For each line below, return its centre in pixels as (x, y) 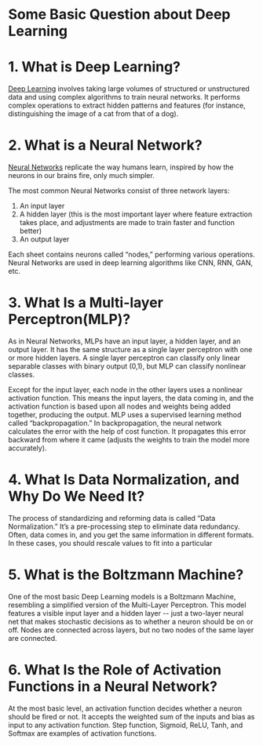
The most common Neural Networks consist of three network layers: (119, 191)
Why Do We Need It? (77, 497)
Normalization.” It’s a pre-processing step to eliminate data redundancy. (124, 526)
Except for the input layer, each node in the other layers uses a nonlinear (126, 389)
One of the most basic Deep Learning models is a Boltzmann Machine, (122, 596)
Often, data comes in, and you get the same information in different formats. (131, 534)
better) (31, 231)
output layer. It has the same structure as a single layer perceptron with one (130, 349)
